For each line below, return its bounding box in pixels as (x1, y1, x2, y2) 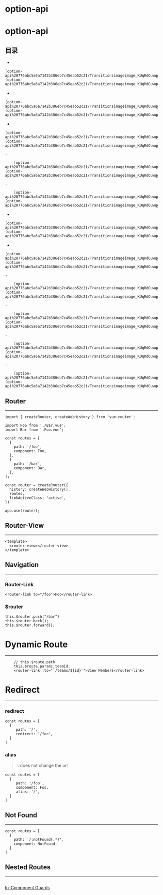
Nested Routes (5, 863, 51, 871)
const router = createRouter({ (5, 483, 68, 488)
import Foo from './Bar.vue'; (5, 423, 66, 428)
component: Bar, (14, 466, 47, 471)
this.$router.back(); (5, 619, 49, 624)
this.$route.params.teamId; (14, 664, 70, 669)
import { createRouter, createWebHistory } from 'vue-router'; (5, 415, 136, 419)
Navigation (5, 561, 39, 569)
